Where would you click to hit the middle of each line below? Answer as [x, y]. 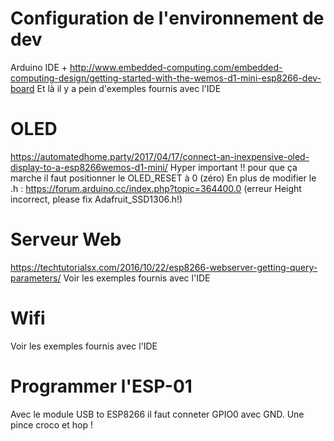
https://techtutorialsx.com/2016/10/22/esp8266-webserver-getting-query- [164, 267]
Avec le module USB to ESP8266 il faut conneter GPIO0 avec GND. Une [157, 414]
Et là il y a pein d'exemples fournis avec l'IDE [129, 88]
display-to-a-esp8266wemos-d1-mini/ [89, 167]
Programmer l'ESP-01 [101, 386]
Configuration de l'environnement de [167, 18]
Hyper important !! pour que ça [233, 167]
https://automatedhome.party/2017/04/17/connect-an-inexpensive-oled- [160, 156]
